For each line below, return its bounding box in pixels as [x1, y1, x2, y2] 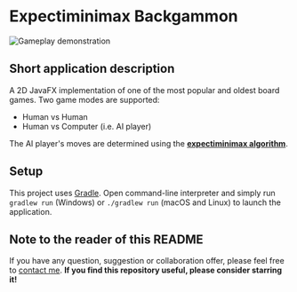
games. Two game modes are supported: [9, 94, 160, 105]
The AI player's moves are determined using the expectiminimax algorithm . [9, 138, 289, 148]
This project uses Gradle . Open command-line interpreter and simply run [9, 187, 276, 198]
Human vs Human [21, 111, 89, 122]
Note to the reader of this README [9, 232, 204, 247]
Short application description [9, 61, 175, 76]
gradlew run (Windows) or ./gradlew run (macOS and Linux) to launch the [9, 197, 282, 208]
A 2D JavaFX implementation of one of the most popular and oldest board [9, 84, 280, 95]
